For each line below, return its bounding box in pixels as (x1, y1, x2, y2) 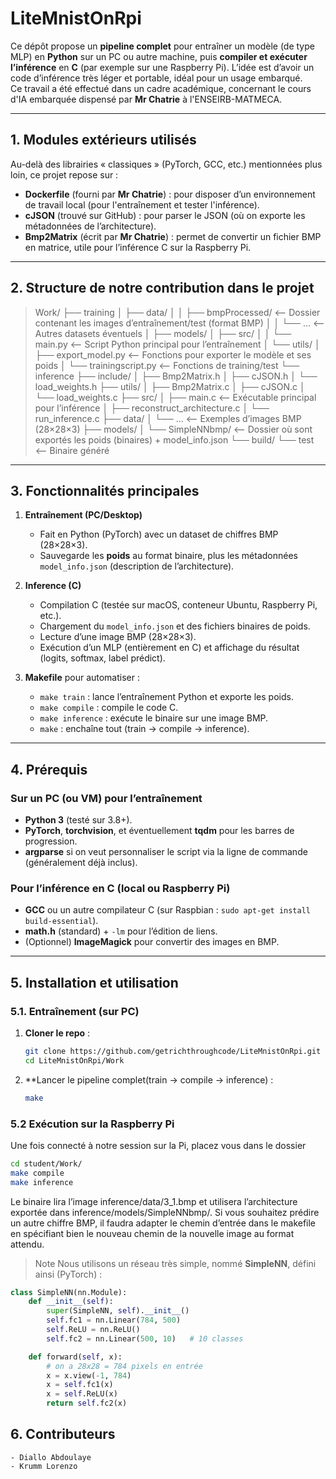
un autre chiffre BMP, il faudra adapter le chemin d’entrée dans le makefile (10, 1217, 317, 1229)
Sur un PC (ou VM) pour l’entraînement (10, 791, 203, 805)
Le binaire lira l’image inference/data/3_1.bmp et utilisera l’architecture (10, 1195, 298, 1207)
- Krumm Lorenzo (10, 1461, 78, 1471)
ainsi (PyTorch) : (34, 1268, 103, 1280)
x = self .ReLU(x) (46, 1389, 118, 1399)
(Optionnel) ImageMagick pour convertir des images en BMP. (24, 936, 280, 948)
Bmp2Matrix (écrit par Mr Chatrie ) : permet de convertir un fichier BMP (24, 230, 322, 242)
